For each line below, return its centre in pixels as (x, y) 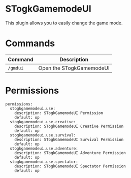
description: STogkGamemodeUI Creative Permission (69, 126)
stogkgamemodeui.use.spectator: (44, 162)
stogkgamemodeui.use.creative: (43, 122)
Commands (30, 43)
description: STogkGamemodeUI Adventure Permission (70, 153)
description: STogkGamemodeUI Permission (59, 113)
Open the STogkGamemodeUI (74, 68)
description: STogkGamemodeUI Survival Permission (69, 139)
